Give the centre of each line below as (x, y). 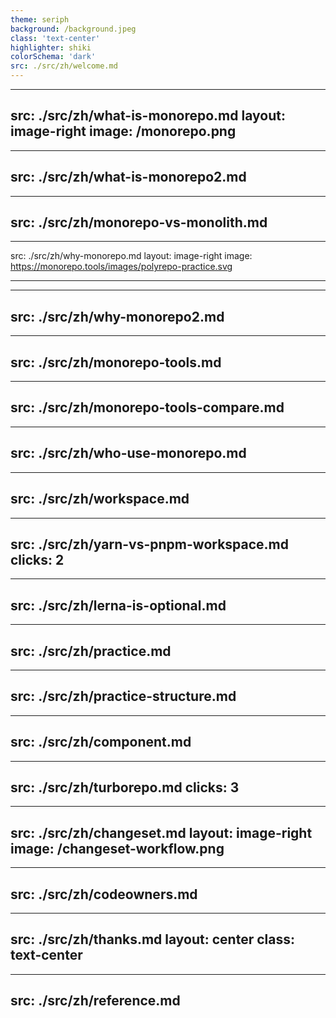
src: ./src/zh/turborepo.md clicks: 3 (125, 787)
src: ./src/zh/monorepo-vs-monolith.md (139, 222)
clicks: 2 (37, 559)
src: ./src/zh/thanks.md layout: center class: (152, 939)
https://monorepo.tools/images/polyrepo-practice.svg (121, 267)
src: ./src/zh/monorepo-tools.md (116, 362)
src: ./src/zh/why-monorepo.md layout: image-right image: (131, 256)
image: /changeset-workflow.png (117, 848)
